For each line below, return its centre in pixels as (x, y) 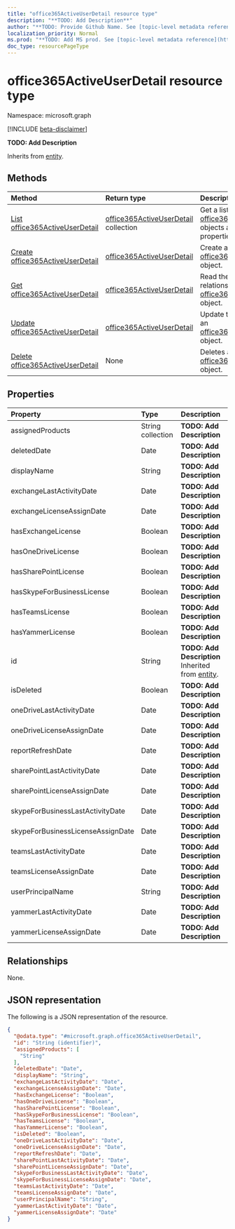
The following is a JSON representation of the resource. (87, 1017)
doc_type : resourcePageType (48, 46)
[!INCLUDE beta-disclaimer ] (47, 129)
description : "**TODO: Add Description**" (70, 20)
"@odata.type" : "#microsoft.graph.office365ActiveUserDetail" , (107, 1036)
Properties (31, 395)
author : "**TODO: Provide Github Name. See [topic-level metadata (106, 27)
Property (26, 414)
